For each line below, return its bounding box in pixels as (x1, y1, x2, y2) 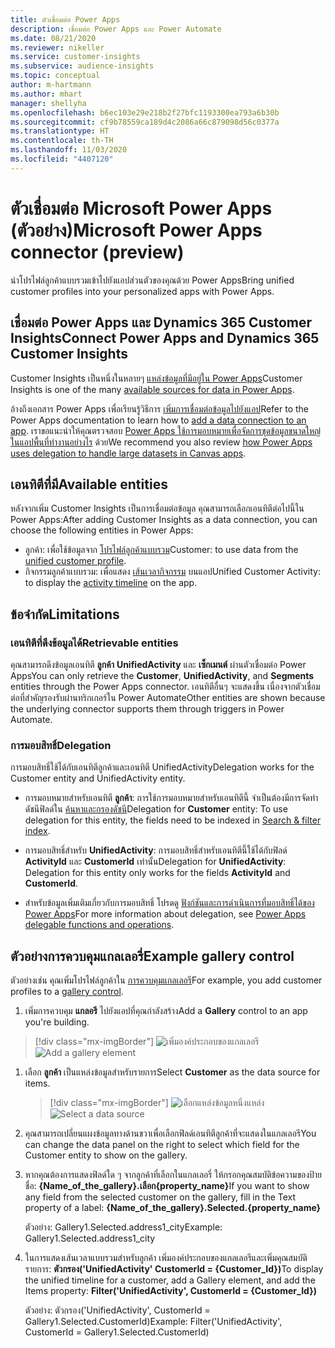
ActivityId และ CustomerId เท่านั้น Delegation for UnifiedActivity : (24, 856, 287, 868)
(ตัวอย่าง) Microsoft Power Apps (10, 219, 263, 241)
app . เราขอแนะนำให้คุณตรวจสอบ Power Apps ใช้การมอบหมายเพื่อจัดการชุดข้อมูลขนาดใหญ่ (10, 424, 322, 436)
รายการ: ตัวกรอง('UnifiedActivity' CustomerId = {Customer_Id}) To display (24, 1263, 324, 1275)
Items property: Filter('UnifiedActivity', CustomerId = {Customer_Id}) (24, 1285, 318, 1297)
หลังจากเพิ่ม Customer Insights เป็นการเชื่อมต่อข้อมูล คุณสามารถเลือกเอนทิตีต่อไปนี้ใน (10, 502, 305, 515)
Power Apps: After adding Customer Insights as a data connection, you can (10, 514, 318, 526)
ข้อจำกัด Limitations (10, 606, 120, 623)
